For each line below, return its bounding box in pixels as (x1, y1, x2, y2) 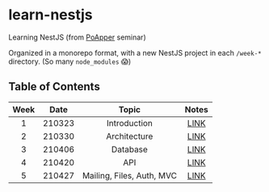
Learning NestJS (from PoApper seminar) (8, 32, 147, 42)
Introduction (106, 117, 153, 128)
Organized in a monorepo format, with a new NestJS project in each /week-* (8, 48, 262, 57)
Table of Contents (8, 80, 101, 94)
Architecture (106, 131, 153, 142)
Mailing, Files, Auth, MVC (82, 169, 178, 181)
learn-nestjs (8, 6, 93, 24)
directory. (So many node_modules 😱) (8, 56, 132, 66)
